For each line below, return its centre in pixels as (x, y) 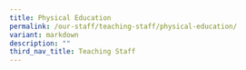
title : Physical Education (60, 18)
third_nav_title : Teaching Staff (73, 52)
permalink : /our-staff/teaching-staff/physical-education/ (123, 26)
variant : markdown (44, 35)
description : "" (40, 43)
